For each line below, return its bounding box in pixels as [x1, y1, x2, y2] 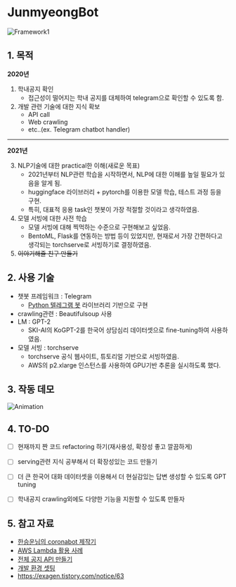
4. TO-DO [7, 423, 50, 435]
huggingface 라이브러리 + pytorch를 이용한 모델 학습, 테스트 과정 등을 [27, 187, 222, 196]
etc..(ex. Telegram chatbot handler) [27, 125, 131, 134]
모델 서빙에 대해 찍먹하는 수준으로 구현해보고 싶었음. [27, 222, 171, 231]
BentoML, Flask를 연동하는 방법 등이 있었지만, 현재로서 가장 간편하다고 [27, 232, 223, 240]
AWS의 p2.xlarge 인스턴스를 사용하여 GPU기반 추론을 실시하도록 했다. [27, 360, 221, 370]
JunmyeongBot [7, 4, 99, 20]
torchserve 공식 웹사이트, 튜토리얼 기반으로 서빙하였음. [27, 352, 180, 360]
